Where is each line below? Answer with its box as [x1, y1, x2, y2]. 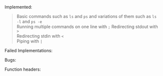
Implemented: [4, 4, 33, 10]
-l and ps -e [16, 19, 42, 24]
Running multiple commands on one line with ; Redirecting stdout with [16, 24, 158, 30]
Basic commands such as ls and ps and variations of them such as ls [16, 14, 157, 19]
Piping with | [16, 38, 42, 44]
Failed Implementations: [4, 48, 53, 53]
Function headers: [4, 66, 41, 72]
